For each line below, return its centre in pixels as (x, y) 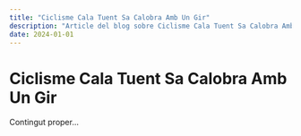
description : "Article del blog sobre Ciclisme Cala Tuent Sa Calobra (144, 26)
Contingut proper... (44, 123)
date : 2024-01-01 (42, 34)
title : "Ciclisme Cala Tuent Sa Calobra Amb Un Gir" (110, 17)
